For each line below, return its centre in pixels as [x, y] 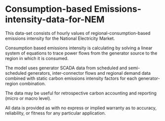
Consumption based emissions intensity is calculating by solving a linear [79, 48]
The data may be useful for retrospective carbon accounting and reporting [81, 93]
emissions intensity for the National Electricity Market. [60, 38]
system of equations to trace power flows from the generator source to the [81, 53]
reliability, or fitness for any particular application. [56, 113]
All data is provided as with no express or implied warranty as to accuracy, [81, 108]
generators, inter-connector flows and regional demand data [89, 73]
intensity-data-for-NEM [55, 19]
